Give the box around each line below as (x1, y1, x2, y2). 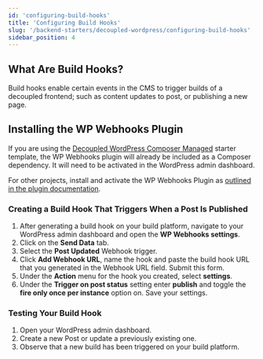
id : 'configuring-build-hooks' (8, 11, 111, 20)
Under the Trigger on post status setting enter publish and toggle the (19, 280, 247, 289)
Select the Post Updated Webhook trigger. (19, 247, 158, 256)
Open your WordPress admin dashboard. (19, 325, 152, 335)
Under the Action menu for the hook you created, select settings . (19, 272, 233, 281)
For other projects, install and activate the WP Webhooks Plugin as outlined (8, 175, 251, 185)
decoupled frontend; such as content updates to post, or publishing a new (8, 92, 248, 101)
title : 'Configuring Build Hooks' (8, 19, 122, 27)
